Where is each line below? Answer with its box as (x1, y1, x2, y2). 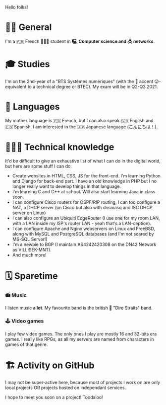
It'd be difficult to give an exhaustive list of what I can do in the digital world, (5, 158, 161, 163)
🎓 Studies (5, 59, 50, 70)
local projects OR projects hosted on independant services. (5, 385, 126, 391)
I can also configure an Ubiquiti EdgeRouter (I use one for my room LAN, (12, 215, 160, 221)
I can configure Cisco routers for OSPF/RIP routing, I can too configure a (12, 199, 160, 205)
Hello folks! (5, 4, 28, 10)
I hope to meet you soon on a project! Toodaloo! (5, 395, 103, 401)
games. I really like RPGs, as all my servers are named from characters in (5, 336, 154, 342)
